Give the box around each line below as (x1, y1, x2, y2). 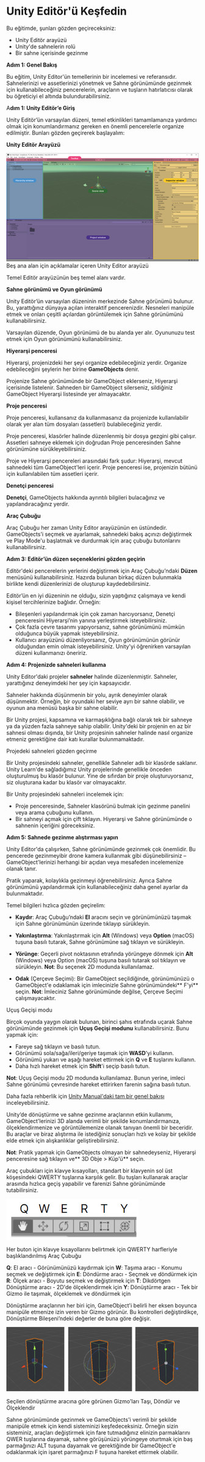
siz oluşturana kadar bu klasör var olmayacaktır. (6, 779, 127, 786)
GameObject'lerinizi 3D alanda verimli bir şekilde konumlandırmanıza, (6, 1117, 181, 1125)
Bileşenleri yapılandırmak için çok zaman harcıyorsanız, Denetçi (15, 610, 176, 618)
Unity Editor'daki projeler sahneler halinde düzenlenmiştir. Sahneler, (6, 673, 178, 681)
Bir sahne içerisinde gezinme (15, 49, 88, 56)
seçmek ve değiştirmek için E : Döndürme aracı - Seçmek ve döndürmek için (6, 1271, 198, 1278)
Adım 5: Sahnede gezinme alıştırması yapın (6, 834, 118, 841)
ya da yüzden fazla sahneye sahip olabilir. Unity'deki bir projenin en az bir (6, 723, 192, 730)
